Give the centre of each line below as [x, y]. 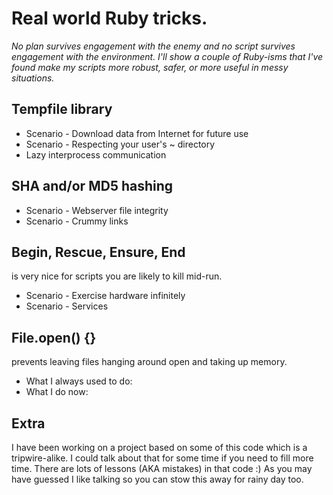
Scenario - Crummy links [77, 221]
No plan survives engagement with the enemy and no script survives [153, 46]
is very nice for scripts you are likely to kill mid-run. [117, 276]
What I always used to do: [79, 381]
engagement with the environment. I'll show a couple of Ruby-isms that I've [167, 56]
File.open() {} [54, 337]
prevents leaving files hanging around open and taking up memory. [149, 362]
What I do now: [57, 392]
